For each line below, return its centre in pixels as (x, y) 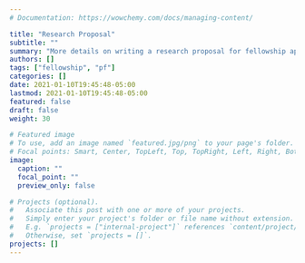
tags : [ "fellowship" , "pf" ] (63, 68)
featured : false (40, 102)
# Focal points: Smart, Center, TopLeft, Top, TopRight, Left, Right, (146, 152)
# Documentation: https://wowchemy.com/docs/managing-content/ (132, 18)
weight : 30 (30, 119)
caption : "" (40, 169)
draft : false (34, 110)
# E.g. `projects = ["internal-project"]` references (117, 228)
